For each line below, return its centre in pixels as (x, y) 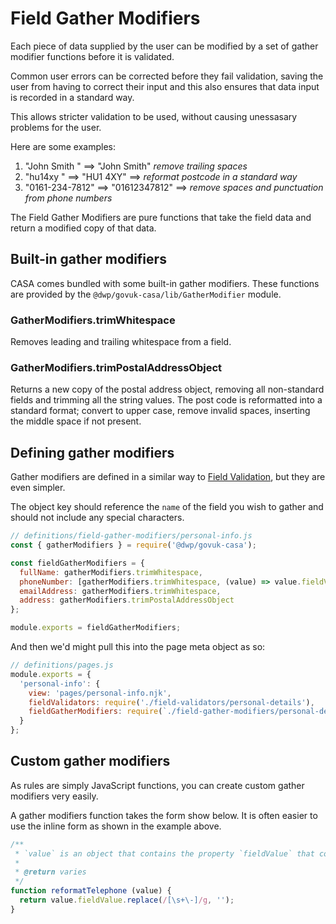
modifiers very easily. (54, 796)
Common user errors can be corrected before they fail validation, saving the (167, 76)
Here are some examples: (63, 146)
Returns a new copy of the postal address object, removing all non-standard (167, 389)
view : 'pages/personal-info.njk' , (100, 693)
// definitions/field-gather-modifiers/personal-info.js (131, 536)
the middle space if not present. (76, 421)
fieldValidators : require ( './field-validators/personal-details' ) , (171, 702)
